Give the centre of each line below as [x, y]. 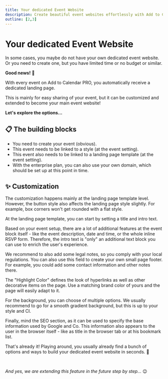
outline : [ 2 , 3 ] [21, 19]
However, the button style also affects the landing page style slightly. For [80, 203]
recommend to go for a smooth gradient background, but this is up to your [82, 305]
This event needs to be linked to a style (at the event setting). [75, 149]
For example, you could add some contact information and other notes [78, 265]
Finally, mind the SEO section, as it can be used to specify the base [74, 321]
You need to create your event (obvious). [54, 144]
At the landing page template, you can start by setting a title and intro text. [81, 218]
